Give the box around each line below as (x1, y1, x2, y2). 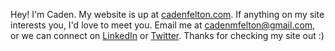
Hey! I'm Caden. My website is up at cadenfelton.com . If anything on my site (10, 9, 325, 20)
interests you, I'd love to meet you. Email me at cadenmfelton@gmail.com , (10, 19, 316, 31)
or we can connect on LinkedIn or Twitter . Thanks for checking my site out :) (10, 30, 325, 41)
